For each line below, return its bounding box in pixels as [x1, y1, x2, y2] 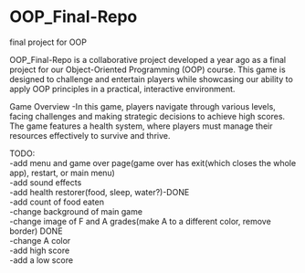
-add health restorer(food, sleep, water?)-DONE [9, 186, 190, 197]
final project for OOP [9, 37, 87, 47]
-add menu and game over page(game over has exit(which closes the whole [9, 157, 297, 168]
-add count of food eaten [9, 196, 105, 207]
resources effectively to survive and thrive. [9, 130, 171, 141]
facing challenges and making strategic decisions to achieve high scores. [9, 110, 286, 121]
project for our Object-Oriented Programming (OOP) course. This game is [9, 64, 286, 75]
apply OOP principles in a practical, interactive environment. [9, 83, 236, 94]
